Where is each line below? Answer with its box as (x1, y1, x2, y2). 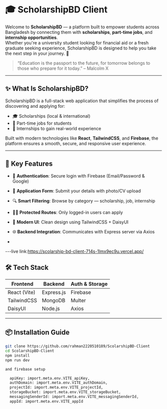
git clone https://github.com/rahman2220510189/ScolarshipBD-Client (5, 344, 150, 349)
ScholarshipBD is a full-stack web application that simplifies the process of (5, 98, 159, 104)
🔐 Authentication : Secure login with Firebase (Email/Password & (12, 173, 145, 179)
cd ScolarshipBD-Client (5, 349, 55, 354)
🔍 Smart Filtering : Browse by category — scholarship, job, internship (12, 198, 156, 204)
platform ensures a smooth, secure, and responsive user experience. (5, 140, 147, 146)
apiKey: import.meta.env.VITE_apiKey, (9, 376, 90, 381)
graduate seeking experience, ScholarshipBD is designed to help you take (5, 45, 157, 51)
